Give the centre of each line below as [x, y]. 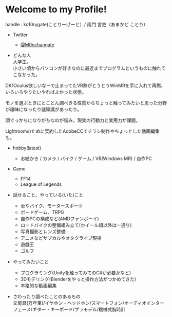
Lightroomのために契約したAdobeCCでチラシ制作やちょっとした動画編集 [83, 131]
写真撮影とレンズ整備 [43, 231]
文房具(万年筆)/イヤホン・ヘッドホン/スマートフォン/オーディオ [80, 303]
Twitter [20, 34]
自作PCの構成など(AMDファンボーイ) [60, 218]
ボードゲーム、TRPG [42, 212]
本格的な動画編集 [39, 285]
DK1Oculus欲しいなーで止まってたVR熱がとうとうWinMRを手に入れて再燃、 [85, 85]
